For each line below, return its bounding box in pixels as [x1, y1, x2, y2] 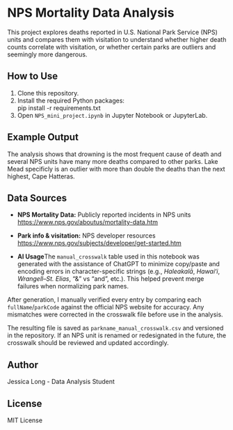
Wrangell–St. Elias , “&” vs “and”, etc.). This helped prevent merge [17, 275, 204, 283]
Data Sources [7, 192, 67, 204]
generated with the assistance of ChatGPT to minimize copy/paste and [17, 260, 220, 268]
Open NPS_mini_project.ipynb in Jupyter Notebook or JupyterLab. [17, 111, 208, 119]
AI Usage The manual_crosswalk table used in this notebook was [17, 252, 200, 261]
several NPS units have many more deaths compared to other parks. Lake [7, 157, 218, 165]
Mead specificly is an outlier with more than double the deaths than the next [7, 164, 225, 173]
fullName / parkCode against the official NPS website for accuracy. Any [7, 303, 204, 312]
